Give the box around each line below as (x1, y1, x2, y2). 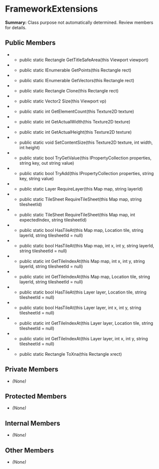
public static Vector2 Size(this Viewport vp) (19, 98, 106, 104)
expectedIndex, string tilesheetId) (19, 217, 87, 223)
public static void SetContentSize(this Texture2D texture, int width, (19, 139, 153, 145)
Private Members (5, 365, 58, 374)
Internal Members (5, 419, 60, 427)
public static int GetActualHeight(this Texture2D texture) (19, 129, 132, 135)
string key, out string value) (19, 160, 74, 166)
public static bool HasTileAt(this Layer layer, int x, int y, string (19, 305, 141, 311)
